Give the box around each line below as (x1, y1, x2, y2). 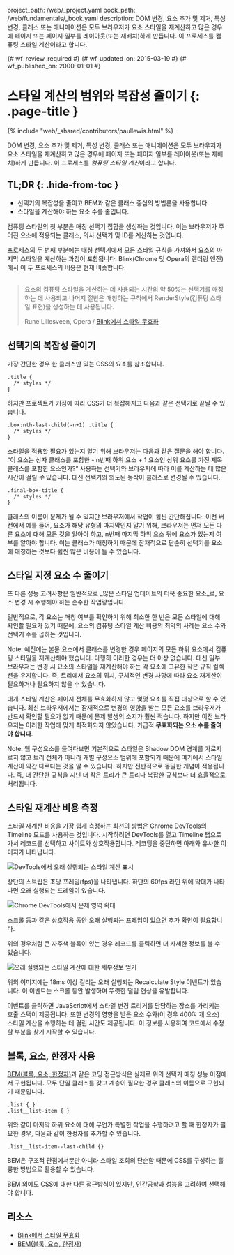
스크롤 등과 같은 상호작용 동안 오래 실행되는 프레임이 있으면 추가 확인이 (7, 916, 198, 924)
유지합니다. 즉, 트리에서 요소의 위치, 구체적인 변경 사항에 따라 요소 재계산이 (19, 671, 223, 680)
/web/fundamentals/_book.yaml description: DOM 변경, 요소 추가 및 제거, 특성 (7, 14, 226, 22)
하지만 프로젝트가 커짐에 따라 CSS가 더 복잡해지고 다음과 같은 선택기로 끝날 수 (7, 399, 218, 407)
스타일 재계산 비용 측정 (7, 802, 99, 814)
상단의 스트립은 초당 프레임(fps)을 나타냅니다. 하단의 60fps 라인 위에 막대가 (7, 877, 212, 886)
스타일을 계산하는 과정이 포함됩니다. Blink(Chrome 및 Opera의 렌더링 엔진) (19, 254, 224, 262)
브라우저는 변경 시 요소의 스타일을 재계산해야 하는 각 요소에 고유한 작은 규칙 (7, 662, 212, 671)
